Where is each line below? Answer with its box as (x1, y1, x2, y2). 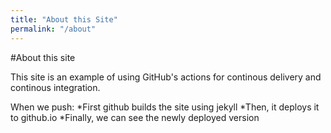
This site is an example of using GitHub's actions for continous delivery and (10, 71, 322, 83)
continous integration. (10, 81, 101, 93)
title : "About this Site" (10, 14, 118, 25)
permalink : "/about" (10, 24, 97, 34)
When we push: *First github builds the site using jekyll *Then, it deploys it (10, 101, 320, 113)
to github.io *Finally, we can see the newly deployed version (10, 111, 260, 123)
